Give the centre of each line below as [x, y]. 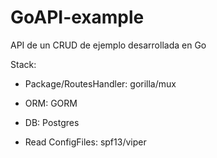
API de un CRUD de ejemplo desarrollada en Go [108, 45]
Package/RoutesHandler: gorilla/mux [100, 83]
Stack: [23, 64]
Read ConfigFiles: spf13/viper [85, 142]
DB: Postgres [52, 122]
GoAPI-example [77, 17]
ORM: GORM [51, 103]
